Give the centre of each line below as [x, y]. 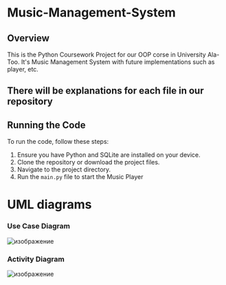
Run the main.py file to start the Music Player [80, 177]
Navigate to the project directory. [64, 169]
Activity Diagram [36, 259]
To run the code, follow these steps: [58, 142]
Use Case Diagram [39, 226]
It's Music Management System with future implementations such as [118, 62]
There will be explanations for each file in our [105, 91]
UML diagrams [49, 205]
